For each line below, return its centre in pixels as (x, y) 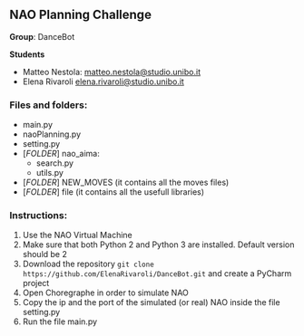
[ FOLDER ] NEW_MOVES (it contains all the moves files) (126, 182)
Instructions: (39, 216)
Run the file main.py (60, 322)
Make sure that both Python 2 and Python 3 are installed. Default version (158, 245)
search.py (55, 163)
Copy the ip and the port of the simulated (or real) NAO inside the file (151, 302)
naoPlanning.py (52, 134)
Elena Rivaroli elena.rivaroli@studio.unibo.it (103, 82)
